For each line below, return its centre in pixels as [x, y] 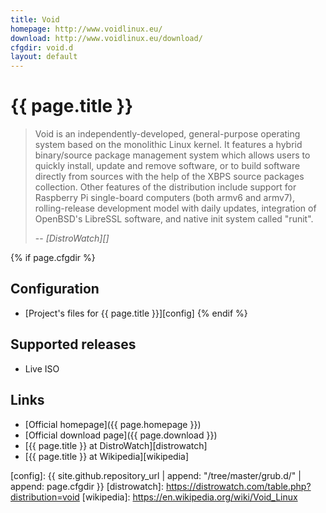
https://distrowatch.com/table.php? [238, 486]
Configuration [55, 289]
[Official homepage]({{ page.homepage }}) [113, 424]
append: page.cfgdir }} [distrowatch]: [87, 486]
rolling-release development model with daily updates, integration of [175, 208]
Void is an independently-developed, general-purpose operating [167, 134]
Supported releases [73, 344]
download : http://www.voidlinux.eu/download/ [106, 38]
